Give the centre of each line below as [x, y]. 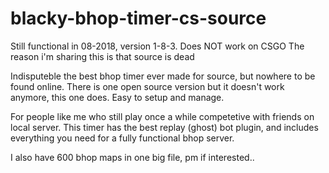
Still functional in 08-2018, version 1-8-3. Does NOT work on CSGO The [157, 46]
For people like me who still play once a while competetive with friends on [162, 116]
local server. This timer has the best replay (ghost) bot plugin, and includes [164, 127]
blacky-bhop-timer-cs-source [138, 18]
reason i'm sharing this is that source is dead [102, 56]
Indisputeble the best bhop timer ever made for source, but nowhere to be [163, 76]
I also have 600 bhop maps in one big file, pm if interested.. [132, 157]
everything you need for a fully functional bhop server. [122, 138]
